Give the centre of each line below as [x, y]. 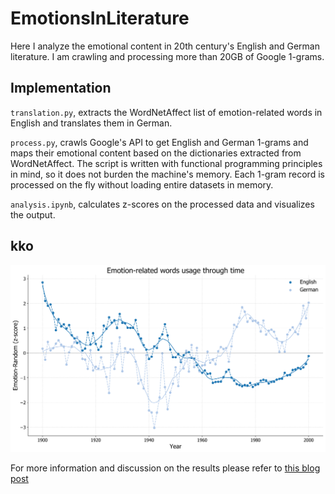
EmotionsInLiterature [100, 18]
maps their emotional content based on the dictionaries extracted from [156, 153]
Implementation [61, 88]
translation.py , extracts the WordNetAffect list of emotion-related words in [166, 112]
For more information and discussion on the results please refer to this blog [165, 468]
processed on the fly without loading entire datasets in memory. [142, 184]
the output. [33, 214]
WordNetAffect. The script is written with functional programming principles [166, 163]
